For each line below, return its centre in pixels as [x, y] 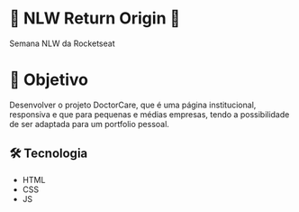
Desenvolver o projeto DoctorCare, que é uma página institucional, [133, 105]
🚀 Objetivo [49, 80]
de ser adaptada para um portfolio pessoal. [89, 124]
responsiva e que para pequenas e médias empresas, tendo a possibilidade [149, 114]
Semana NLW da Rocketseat [62, 43]
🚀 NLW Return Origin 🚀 [95, 18]
